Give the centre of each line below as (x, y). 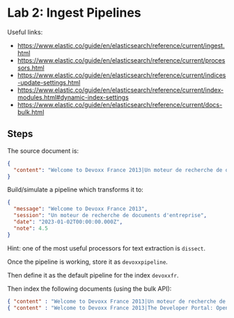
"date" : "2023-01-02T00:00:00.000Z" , (68, 222)
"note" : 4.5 (31, 228)
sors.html (31, 67)
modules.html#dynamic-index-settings (73, 97)
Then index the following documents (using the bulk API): (89, 288)
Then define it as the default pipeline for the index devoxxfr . (93, 275)
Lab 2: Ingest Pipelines (74, 13)
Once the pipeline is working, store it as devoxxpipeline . (88, 262)
